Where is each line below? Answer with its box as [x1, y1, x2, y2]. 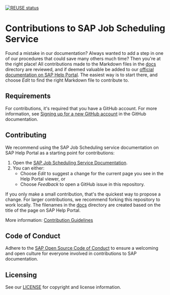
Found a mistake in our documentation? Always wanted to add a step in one [5, 50, 164, 56]
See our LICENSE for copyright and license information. [5, 284, 121, 290]
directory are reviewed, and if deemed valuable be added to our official [5, 66, 154, 72]
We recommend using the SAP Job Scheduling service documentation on [5, 144, 159, 150]
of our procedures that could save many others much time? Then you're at [5, 55, 161, 61]
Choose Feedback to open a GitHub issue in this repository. [20, 181, 145, 187]
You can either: [12, 165, 45, 171]
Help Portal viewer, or [20, 176, 66, 182]
